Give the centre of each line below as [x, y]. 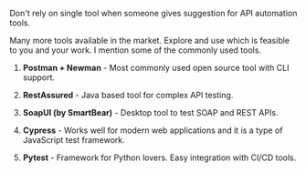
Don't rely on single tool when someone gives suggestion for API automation [153, 13]
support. [39, 77]
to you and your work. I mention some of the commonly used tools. [136, 50]
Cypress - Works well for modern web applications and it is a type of [153, 130]
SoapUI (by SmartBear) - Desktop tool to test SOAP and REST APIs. [150, 112]
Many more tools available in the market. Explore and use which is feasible [150, 40]
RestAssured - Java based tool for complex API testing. [128, 95]
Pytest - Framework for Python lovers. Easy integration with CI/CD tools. [159, 157]
